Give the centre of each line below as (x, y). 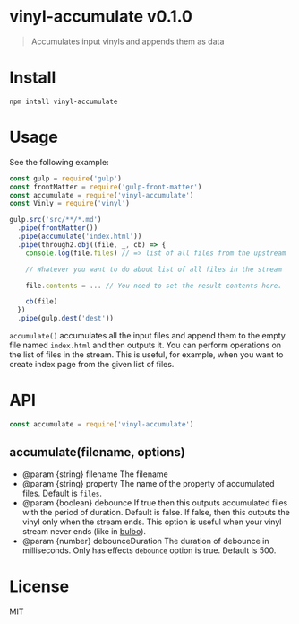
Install (33, 78)
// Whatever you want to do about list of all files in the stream (154, 269)
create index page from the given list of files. (92, 365)
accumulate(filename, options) (97, 452)
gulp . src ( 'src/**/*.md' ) (56, 220)
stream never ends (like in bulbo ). (84, 531)
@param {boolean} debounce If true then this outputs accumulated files (155, 502)
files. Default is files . (62, 493)
